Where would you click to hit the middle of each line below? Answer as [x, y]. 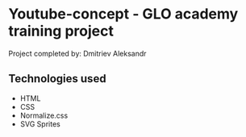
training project [61, 31]
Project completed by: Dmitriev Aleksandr [77, 53]
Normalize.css [44, 115]
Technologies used [57, 79]
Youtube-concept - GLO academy [123, 14]
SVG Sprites [40, 124]
